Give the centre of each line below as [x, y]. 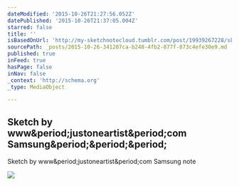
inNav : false [27, 73]
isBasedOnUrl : [28, 41]
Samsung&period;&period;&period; [87, 144]
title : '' [22, 34]
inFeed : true [27, 61]
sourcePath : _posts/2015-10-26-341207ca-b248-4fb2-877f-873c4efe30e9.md [117, 47]
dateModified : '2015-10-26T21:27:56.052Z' [71, 14]
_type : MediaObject [36, 87]
